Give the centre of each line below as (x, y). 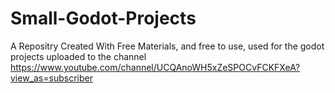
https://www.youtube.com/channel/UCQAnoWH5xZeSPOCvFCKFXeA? (155, 67)
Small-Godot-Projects (103, 18)
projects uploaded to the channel (78, 56)
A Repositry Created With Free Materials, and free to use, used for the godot (167, 46)
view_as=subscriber (51, 78)
